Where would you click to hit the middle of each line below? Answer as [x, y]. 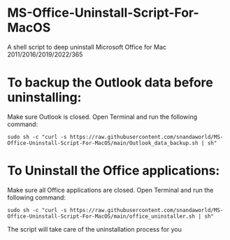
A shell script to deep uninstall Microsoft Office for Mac [87, 47]
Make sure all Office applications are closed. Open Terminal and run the [110, 190]
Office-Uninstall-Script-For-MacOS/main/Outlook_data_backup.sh [103, 143]
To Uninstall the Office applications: [114, 171]
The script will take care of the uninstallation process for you [94, 229]
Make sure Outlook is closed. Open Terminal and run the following [102, 117]
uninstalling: [44, 97]
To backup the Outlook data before [110, 83]
